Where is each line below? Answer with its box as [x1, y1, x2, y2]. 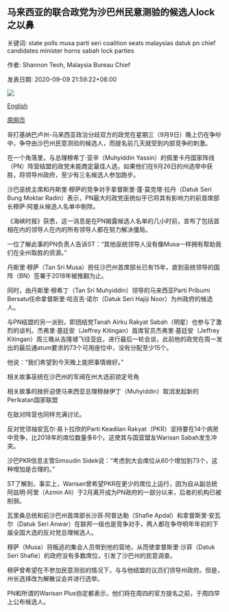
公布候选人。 [12, 598, 49, 606]
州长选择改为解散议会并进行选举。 [7, 574, 104, 583]
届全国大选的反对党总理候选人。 [7, 528, 97, 536]
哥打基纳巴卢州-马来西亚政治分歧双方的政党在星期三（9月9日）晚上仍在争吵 [7, 130, 221, 138]
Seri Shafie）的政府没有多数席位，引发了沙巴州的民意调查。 [7, 551, 176, 559]
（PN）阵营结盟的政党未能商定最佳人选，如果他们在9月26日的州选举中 [7, 162, 207, 170]
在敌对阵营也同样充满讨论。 [7, 410, 86, 418]
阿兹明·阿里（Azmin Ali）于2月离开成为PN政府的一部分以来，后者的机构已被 [7, 488, 221, 496]
